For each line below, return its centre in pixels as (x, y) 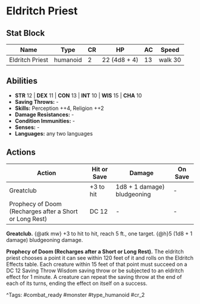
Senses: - (27, 127)
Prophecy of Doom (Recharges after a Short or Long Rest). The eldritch (95, 251)
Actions (21, 153)
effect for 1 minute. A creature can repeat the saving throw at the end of (94, 277)
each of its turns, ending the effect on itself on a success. (77, 283)
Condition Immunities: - (45, 121)
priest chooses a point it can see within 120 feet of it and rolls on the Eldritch (100, 257)
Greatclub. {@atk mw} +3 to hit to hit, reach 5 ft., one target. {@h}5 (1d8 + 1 (99, 234)
